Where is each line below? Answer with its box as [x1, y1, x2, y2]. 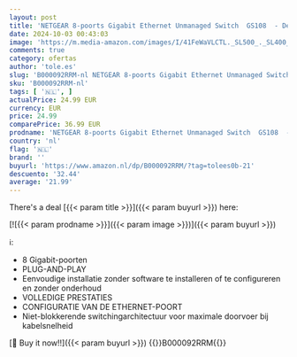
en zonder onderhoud [21, 283, 102, 293]
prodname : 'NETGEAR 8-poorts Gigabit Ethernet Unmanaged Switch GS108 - [9, 128, 291, 137]
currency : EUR [9, 104, 62, 113]
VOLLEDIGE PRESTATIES [21, 292, 113, 303]
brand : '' [9, 152, 46, 162]
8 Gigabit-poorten [21, 254, 88, 266]
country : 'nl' [9, 136, 62, 145]
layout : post [9, 12, 57, 22]
